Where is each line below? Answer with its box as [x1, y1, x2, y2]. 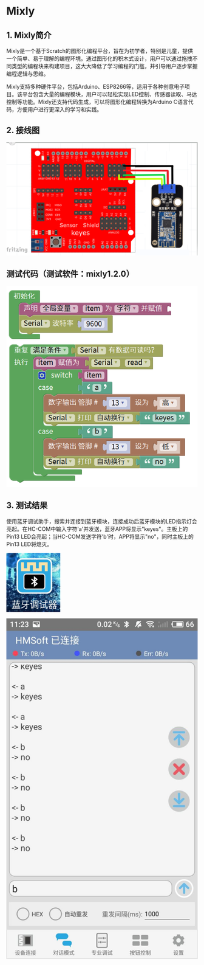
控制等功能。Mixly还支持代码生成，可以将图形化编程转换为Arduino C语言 [6, 99, 188, 105]
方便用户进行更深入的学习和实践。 [16, 106, 102, 113]
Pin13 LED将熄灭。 [6, 540, 53, 548]
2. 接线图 [6, 125, 40, 136]
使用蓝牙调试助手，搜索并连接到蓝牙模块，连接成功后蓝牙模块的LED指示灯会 [6, 517, 197, 525]
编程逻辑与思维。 [6, 70, 49, 77]
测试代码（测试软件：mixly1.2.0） [6, 269, 135, 279]
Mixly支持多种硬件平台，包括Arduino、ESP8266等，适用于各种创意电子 [6, 83, 185, 90]
